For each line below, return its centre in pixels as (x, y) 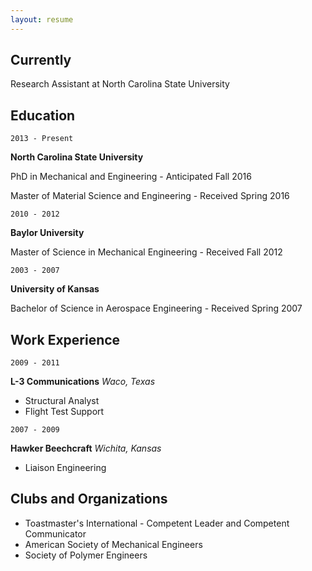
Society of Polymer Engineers (86, 555)
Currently (41, 60)
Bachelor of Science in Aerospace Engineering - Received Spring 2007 (156, 308)
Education (43, 115)
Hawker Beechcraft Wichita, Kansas (86, 448)
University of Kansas (55, 289)
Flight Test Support (64, 412)
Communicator (55, 533)
